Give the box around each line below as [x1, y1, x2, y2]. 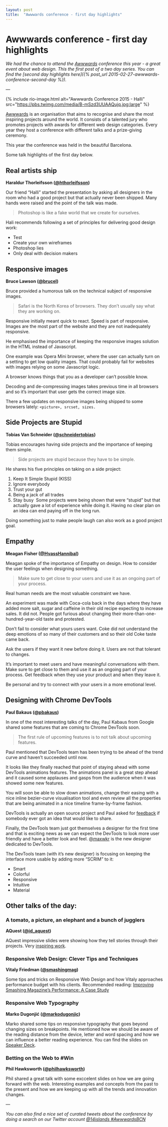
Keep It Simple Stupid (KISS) [12, 475, 72, 481]
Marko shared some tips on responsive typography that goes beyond [5, 1020, 148, 1027]
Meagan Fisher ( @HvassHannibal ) [5, 550, 79, 556]
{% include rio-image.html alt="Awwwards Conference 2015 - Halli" [5, 96, 145, 102]
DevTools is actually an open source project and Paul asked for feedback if [5, 810, 160, 816]
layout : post [5, 7, 33, 13]
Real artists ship [5, 166, 57, 175]
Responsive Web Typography [5, 1000, 79, 1007]
